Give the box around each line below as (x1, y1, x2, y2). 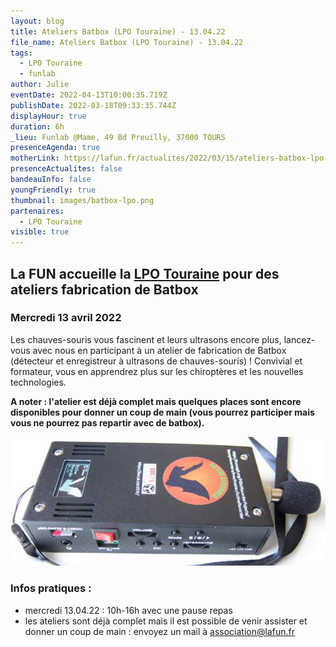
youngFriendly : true (10, 185, 97, 195)
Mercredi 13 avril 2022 (10, 311, 122, 325)
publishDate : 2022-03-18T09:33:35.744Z (10, 100, 177, 110)
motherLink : (10, 153, 60, 164)
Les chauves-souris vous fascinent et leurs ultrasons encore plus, (10, 333, 282, 345)
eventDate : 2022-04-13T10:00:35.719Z (10, 90, 168, 100)
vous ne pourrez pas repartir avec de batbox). (10, 416, 205, 429)
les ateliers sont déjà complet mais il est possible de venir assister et (24, 615, 308, 627)
